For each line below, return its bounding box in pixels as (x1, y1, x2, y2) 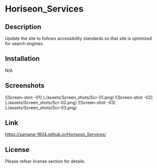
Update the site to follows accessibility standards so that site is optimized (5, 35, 152, 41)
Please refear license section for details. (5, 158, 86, 164)
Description (5, 23, 41, 31)
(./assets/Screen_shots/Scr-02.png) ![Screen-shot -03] (5, 99, 116, 105)
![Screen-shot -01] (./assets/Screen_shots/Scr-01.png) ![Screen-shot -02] (5, 94, 153, 100)
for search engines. (5, 41, 44, 46)
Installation (5, 55, 40, 63)
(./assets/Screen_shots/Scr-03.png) (5, 105, 77, 110)
